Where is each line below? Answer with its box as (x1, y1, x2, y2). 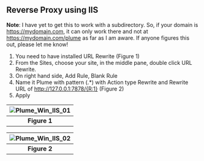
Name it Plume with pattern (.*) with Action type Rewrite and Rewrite (15, 78, 189, 86)
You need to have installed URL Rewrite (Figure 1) (15, 52, 140, 60)
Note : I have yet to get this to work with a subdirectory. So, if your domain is (6, 21, 198, 28)
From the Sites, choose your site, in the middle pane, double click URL (15, 59, 192, 66)
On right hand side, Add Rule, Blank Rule (15, 72, 118, 79)
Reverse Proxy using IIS (6, 5, 99, 15)
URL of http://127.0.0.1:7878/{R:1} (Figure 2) (15, 85, 124, 92)
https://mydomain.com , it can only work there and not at (6, 28, 148, 35)
